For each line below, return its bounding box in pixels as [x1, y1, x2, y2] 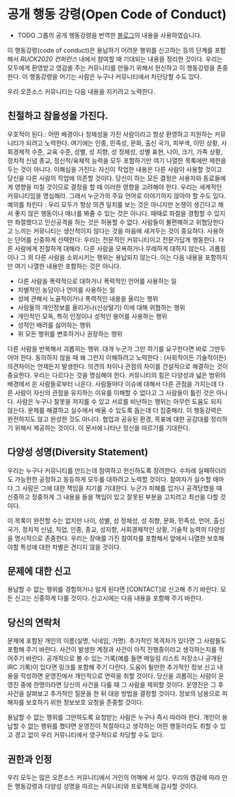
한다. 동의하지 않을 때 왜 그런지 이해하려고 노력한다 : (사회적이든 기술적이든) [20, 353, 227, 362]
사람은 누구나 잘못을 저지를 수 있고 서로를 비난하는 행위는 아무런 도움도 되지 [16, 397, 222, 405]
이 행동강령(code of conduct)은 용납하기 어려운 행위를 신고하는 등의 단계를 [7, 46, 213, 54]
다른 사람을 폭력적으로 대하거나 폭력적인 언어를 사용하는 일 [17, 276, 177, 285]
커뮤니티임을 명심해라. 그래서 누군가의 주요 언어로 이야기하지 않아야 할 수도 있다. [7, 191, 227, 200]
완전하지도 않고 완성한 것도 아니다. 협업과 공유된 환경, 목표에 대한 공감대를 [7, 414, 209, 423]
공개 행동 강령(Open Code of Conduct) [7, 6, 227, 23]
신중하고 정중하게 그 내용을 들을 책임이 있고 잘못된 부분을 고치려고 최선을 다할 [7, 492, 219, 501]
